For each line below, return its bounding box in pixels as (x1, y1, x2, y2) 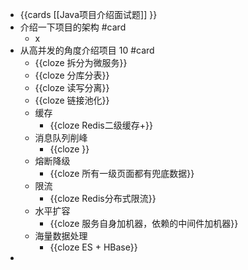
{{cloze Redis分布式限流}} (49, 193, 157, 204)
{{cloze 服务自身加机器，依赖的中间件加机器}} (49, 218, 239, 229)
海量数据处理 (34, 230, 88, 242)
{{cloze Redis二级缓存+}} (49, 119, 153, 131)
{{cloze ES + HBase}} (49, 241, 138, 253)
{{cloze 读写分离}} (34, 82, 110, 93)
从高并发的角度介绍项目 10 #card (19, 44, 155, 56)
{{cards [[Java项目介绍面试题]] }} (19, 9, 158, 20)
